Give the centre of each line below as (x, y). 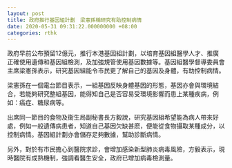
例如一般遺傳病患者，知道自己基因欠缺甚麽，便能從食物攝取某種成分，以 (122, 126)
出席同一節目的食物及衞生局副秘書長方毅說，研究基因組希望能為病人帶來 (110, 118)
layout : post (26, 13)
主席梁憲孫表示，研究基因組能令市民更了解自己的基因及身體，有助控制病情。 (116, 71)
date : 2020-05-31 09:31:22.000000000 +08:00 (72, 26)
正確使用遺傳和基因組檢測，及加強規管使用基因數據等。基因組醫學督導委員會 (116, 62)
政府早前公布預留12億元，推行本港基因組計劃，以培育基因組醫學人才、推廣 (113, 53)
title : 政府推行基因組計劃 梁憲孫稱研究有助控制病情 (75, 20)
